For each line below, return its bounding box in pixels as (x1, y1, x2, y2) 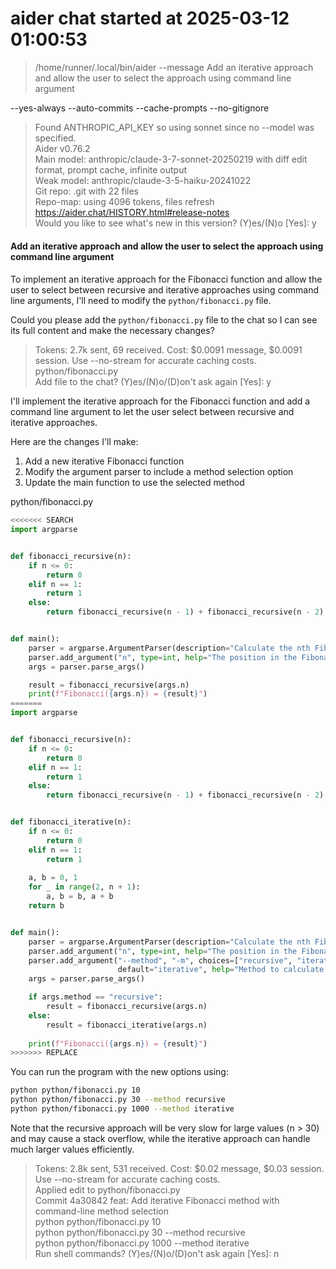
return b (28, 901, 65, 911)
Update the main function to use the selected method (24, 477, 245, 489)
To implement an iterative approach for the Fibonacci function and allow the (10, 273, 323, 286)
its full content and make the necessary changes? (10, 325, 215, 337)
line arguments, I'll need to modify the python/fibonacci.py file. (10, 295, 272, 307)
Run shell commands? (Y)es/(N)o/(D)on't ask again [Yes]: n (34, 1247, 280, 1259)
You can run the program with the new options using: (10, 1066, 229, 1078)
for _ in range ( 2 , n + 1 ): (28, 882, 141, 892)
